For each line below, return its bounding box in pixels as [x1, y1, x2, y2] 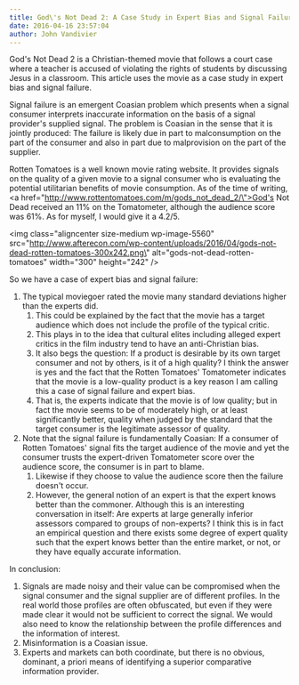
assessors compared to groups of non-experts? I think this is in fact [35, 518, 284, 529]
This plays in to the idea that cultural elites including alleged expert [35, 329, 281, 340]
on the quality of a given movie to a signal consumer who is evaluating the [9, 173, 281, 184]
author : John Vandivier [9, 29, 98, 38]
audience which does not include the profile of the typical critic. [35, 319, 270, 330]
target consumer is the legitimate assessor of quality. [35, 423, 230, 434]
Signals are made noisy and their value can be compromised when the [21, 581, 280, 592]
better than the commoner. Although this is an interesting [35, 499, 245, 510]
